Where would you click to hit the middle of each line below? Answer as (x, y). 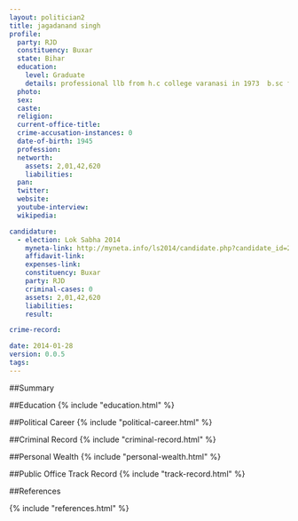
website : (33, 199)
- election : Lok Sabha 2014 (69, 240)
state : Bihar (41, 59)
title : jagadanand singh (55, 26)
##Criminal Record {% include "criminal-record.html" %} (113, 439)
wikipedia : (37, 215)
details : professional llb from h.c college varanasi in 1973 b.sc (154, 83)
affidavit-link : (55, 257)
